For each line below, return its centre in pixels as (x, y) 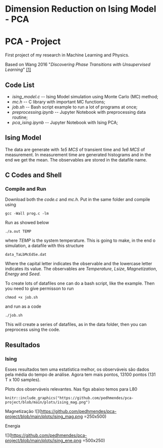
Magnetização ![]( (23, 412)
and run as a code (23, 306)
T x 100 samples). (23, 380)
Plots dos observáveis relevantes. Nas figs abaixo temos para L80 (71, 389)
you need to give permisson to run (39, 288)
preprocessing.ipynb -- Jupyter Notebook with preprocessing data (79, 112)
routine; (20, 117)
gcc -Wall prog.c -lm (27, 214)
